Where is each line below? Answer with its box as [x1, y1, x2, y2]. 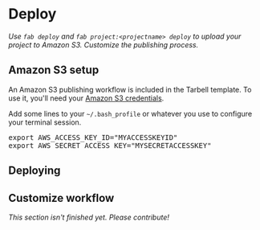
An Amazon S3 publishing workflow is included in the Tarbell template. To [8, 84, 252, 94]
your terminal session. [8, 117, 82, 127]
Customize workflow [8, 191, 115, 205]
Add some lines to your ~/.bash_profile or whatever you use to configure [8, 109, 253, 118]
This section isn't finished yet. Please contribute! [8, 212, 170, 222]
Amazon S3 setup [8, 64, 100, 77]
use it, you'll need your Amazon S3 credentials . [8, 93, 165, 103]
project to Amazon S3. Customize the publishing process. [8, 39, 199, 49]
